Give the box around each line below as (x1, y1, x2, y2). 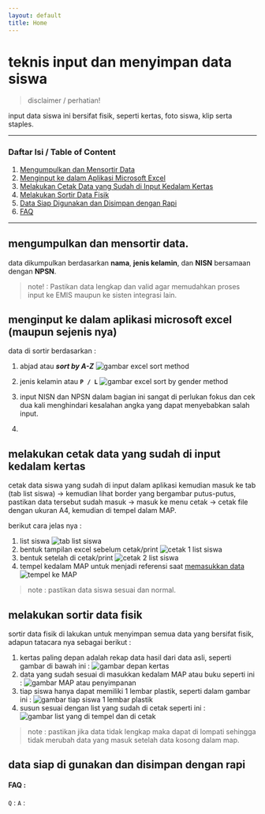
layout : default (8, 11, 62, 20)
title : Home (8, 19, 47, 27)
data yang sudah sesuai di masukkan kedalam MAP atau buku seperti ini (19, 669, 255, 679)
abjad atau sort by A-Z (19, 361, 95, 371)
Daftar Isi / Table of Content (8, 147, 116, 158)
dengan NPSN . (8, 266, 57, 276)
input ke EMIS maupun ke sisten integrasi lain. (27, 290, 177, 300)
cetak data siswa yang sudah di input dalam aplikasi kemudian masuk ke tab (8, 480, 256, 490)
